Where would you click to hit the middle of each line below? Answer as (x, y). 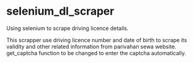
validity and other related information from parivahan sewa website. (92, 46)
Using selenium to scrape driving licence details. (67, 28)
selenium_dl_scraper (60, 11)
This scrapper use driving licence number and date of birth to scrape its (97, 40)
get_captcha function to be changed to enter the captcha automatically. (96, 53)
